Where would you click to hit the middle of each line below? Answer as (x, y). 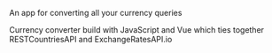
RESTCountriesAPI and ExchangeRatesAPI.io (91, 39)
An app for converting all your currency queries (96, 13)
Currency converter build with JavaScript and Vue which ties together (136, 30)
